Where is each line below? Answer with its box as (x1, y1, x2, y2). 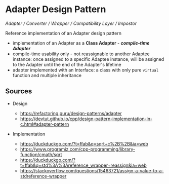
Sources (5, 87, 32, 96)
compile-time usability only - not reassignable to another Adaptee (12, 51, 150, 57)
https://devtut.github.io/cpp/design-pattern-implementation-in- (20, 116, 153, 122)
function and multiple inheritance (12, 72, 82, 78)
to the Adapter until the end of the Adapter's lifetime (12, 61, 121, 67)
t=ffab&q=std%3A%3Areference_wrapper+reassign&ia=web (20, 162, 147, 168)
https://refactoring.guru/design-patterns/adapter (20, 110, 122, 116)
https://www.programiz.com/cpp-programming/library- (20, 146, 136, 152)
